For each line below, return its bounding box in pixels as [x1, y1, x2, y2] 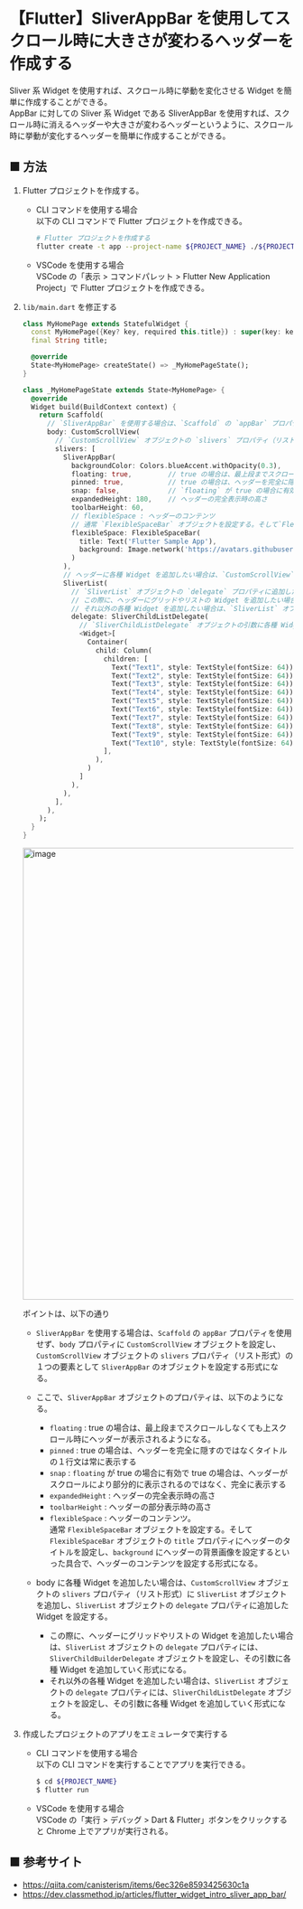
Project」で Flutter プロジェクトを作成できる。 [35, 282, 210, 293]
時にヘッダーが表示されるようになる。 [73, 1434, 216, 1444]
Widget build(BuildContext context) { [31, 402, 177, 411]
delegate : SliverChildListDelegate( [70, 612, 209, 622]
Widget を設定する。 [35, 1611, 113, 1622]
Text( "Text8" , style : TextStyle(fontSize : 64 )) [111, 721, 294, 730]
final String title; [31, 336, 108, 345]
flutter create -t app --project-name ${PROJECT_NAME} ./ [35, 241, 259, 251]
